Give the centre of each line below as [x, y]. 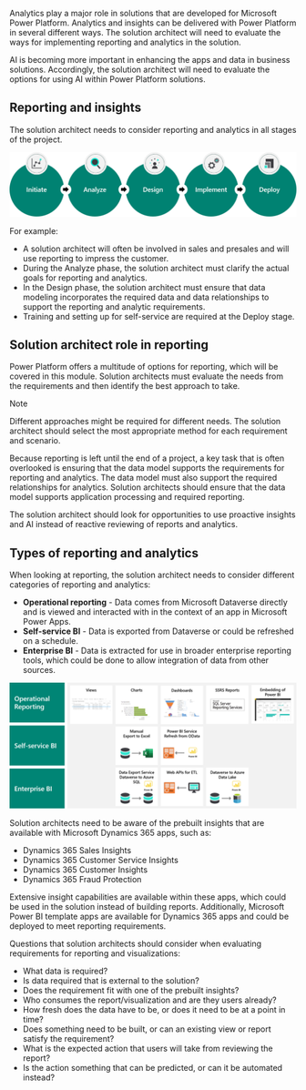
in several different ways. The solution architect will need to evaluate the [145, 32]
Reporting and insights [76, 108]
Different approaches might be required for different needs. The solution [145, 422]
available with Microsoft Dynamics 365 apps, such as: [111, 832]
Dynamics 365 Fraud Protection [82, 879]
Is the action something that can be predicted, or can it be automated [153, 1067]
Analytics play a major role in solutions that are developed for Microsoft [143, 13]
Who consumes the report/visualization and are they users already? [150, 1000]
